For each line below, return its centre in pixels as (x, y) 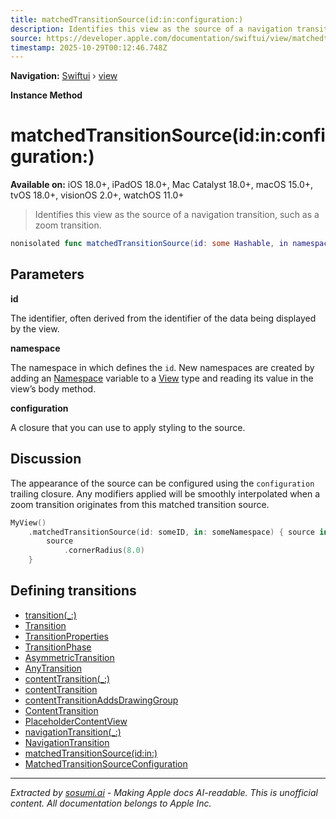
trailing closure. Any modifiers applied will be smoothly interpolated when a (165, 493)
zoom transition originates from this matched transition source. (140, 504)
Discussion (46, 459)
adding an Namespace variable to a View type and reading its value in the (162, 378)
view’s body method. (53, 388)
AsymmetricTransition (69, 657)
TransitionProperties (66, 636)
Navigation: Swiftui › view (64, 76)
